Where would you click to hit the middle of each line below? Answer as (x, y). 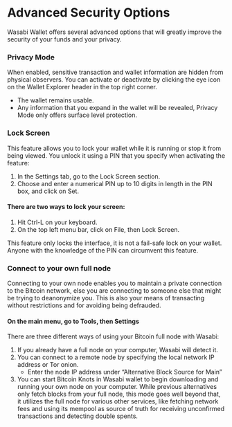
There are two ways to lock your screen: (66, 207)
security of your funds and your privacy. (65, 39)
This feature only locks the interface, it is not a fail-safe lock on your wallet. (115, 243)
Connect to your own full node (59, 268)
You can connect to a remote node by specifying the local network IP (116, 357)
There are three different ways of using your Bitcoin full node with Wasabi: (113, 336)
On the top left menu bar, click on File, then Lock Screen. (98, 229)
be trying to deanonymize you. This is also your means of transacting (106, 298)
